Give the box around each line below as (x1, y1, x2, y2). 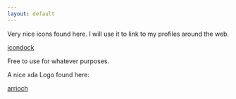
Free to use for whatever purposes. (7, 57, 110, 65)
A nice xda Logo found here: (7, 70, 90, 79)
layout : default (7, 10, 55, 18)
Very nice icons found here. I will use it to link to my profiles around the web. (7, 29, 230, 38)
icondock (7, 43, 35, 51)
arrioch (7, 84, 28, 92)
